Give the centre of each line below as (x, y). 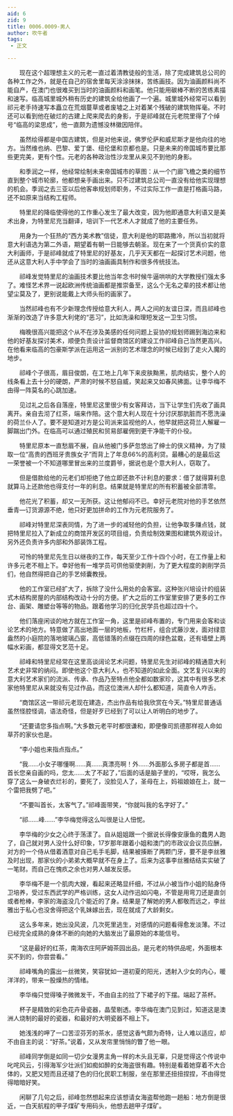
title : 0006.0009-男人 (39, 26)
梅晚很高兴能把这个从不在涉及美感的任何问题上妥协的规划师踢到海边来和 (122, 332)
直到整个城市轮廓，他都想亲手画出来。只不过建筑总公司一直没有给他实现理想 (116, 180)
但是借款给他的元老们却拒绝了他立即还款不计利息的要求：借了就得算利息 (122, 477)
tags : (15, 40)
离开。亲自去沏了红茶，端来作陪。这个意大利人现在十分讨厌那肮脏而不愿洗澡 (116, 413)
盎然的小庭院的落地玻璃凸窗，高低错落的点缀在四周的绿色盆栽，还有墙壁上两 (116, 638)
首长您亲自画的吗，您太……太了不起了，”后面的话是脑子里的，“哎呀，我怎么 (114, 772)
